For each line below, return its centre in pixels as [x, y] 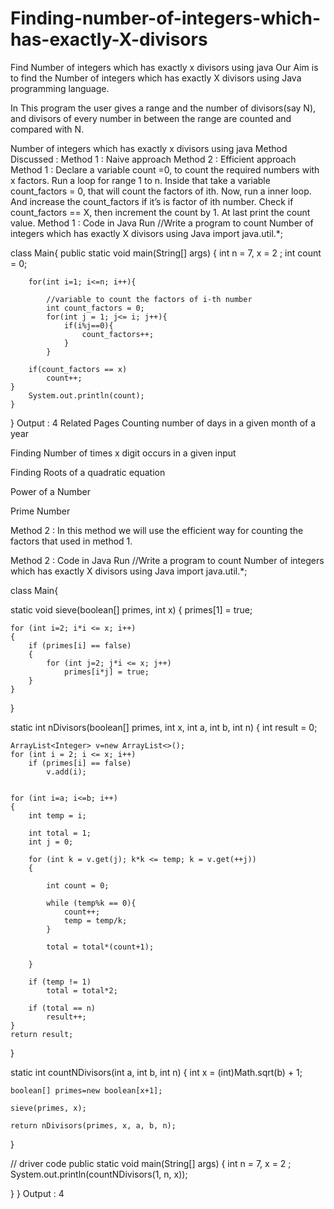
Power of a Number [50, 491]
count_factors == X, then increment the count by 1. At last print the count [160, 212]
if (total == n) [62, 1008]
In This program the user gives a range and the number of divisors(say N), [163, 108]
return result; [42, 1034]
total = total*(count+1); [100, 947]
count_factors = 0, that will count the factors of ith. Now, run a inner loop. [161, 191]
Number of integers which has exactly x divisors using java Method [149, 148]
